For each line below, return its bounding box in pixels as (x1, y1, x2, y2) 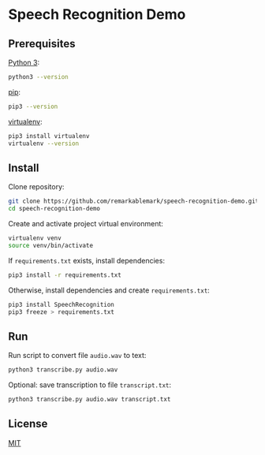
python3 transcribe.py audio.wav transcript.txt (8, 396, 171, 404)
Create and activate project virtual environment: (8, 219, 164, 229)
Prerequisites (8, 37, 76, 50)
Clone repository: (8, 182, 65, 192)
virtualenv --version (8, 140, 80, 147)
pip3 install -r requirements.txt (8, 270, 122, 279)
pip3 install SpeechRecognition (8, 300, 114, 308)
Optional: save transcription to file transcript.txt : (8, 380, 172, 390)
